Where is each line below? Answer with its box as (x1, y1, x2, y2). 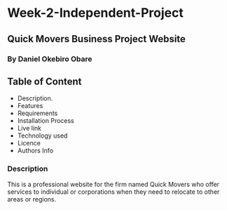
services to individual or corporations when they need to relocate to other (7, 188, 220, 196)
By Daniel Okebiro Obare (7, 54, 92, 64)
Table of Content (7, 75, 82, 87)
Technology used (17, 131, 68, 140)
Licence (17, 139, 41, 147)
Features (17, 102, 43, 110)
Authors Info (17, 146, 54, 155)
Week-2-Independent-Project (7, 5, 184, 21)
